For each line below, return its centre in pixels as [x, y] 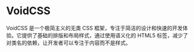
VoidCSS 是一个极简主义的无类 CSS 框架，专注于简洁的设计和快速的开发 [94, 28]
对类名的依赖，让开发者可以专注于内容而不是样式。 [69, 43]
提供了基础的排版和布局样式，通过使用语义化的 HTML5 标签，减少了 [105, 35]
